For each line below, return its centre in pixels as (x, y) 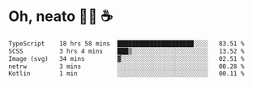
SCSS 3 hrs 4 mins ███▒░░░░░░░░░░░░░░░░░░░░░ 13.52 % (126, 51)
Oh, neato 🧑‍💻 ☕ (61, 17)
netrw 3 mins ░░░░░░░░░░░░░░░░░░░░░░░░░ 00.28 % (126, 67)
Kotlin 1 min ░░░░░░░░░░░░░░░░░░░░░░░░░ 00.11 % (126, 74)
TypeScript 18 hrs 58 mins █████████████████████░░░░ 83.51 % (126, 43)
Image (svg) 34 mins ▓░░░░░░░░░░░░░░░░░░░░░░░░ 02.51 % (126, 58)
